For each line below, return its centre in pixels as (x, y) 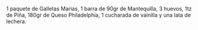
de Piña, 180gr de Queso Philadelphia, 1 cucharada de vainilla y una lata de (98, 15)
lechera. (16, 21)
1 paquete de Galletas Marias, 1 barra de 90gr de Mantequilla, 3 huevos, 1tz (99, 9)
